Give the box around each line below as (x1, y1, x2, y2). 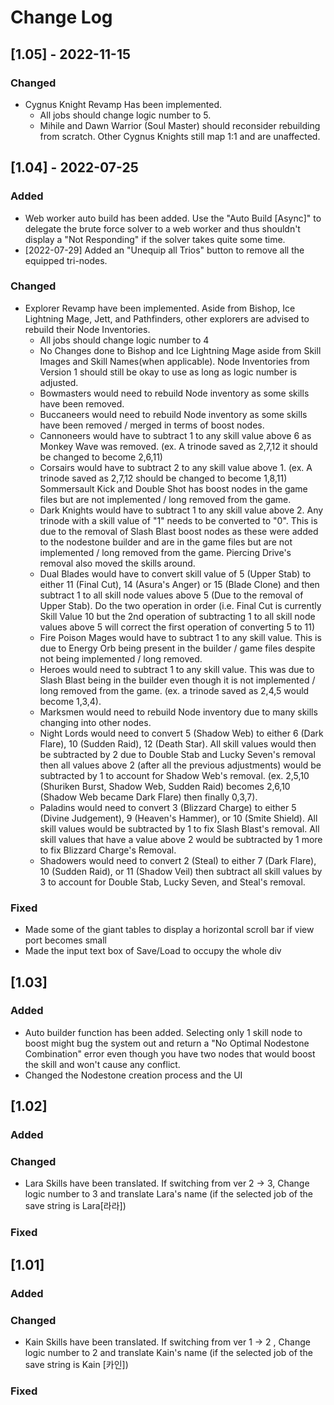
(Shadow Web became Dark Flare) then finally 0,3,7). (39, 791, 258, 803)
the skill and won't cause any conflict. (24, 1058, 181, 1070)
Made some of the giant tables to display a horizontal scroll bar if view (24, 924, 315, 936)
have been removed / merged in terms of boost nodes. (39, 419, 265, 431)
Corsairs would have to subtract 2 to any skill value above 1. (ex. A (39, 461, 313, 473)
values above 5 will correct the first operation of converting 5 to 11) (39, 621, 316, 633)
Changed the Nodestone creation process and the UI (24, 1069, 243, 1081)
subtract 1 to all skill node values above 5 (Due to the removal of (39, 589, 304, 601)
